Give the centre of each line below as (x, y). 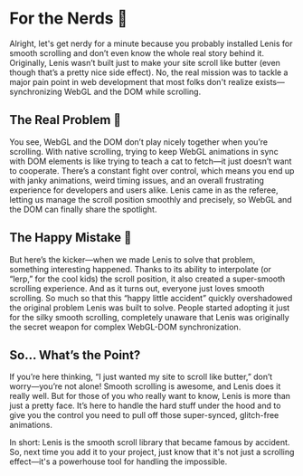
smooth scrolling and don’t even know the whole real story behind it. (137, 52)
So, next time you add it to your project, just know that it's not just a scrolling (152, 452)
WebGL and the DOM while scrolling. (133, 91)
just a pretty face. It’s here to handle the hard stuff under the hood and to (145, 405)
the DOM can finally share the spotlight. (83, 209)
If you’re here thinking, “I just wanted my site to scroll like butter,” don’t (141, 377)
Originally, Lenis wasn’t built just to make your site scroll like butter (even (145, 62)
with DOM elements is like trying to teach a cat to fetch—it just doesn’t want (151, 161)
